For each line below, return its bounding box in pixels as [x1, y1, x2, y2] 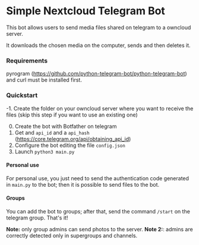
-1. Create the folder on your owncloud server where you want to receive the [6, 105, 194, 112]
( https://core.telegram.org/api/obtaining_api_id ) [14, 135, 131, 142]
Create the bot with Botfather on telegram [14, 122, 117, 130]
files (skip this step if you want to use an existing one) [6, 111, 138, 118]
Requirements [6, 56, 48, 65]
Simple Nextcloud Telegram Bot [6, 4, 165, 18]
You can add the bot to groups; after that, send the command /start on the [6, 208, 190, 215]
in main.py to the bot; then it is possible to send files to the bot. [6, 181, 160, 188]
